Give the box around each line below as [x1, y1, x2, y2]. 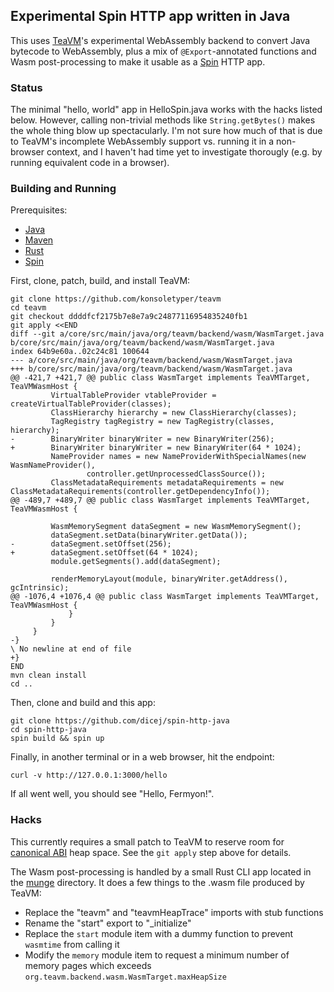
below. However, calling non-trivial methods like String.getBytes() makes [10, 114, 316, 126]
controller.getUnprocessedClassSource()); [86, 469, 267, 479]
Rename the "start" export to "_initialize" [24, 917, 192, 929]
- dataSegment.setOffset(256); [10, 539, 172, 549]
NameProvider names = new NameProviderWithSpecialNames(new [50, 452, 307, 462]
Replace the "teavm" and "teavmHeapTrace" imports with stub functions [24, 906, 324, 918]
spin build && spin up [10, 734, 105, 744]
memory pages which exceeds [24, 959, 152, 971]
